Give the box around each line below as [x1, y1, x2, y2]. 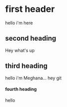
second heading [5, 34, 57, 43]
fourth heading [5, 86, 37, 92]
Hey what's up [5, 47, 35, 53]
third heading [5, 62, 48, 70]
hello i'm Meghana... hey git [5, 75, 62, 81]
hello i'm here [5, 20, 33, 26]
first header [5, 3, 55, 15]
